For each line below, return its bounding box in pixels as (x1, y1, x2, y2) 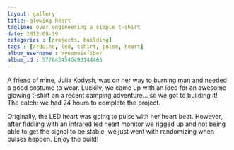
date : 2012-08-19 (7, 30, 59, 37)
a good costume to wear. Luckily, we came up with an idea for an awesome (7, 83, 227, 92)
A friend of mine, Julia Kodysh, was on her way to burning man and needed (7, 76, 228, 84)
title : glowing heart (7, 17, 71, 24)
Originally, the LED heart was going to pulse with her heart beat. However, (7, 112, 223, 120)
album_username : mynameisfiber (7, 50, 103, 57)
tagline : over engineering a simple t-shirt (7, 23, 141, 30)
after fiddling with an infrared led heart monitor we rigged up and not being (7, 120, 226, 128)
